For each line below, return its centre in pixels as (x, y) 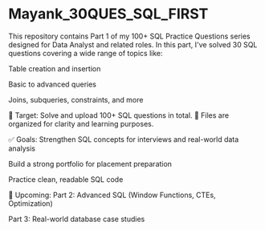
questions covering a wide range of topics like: (86, 53)
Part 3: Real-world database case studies (77, 219)
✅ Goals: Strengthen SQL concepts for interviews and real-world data (124, 139)
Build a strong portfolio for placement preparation (90, 163)
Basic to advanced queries (52, 84)
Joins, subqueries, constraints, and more (76, 99)
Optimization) (31, 203)
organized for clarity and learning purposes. (81, 123)
